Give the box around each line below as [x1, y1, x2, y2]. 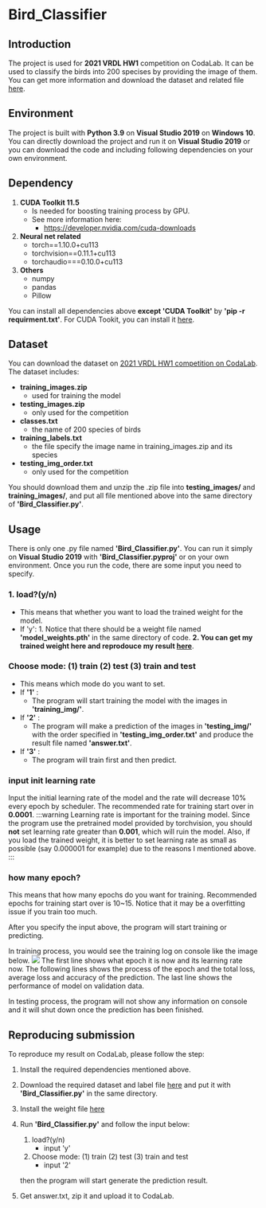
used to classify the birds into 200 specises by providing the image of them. [8, 67, 258, 76]
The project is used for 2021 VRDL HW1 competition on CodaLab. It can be [8, 58, 254, 68]
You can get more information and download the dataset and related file [8, 76, 244, 84]
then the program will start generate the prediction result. [19, 1176, 209, 1186]
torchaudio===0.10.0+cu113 [31, 256, 123, 266]
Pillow [31, 291, 52, 300]
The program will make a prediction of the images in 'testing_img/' [31, 721, 252, 730]
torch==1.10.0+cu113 [31, 240, 100, 249]
